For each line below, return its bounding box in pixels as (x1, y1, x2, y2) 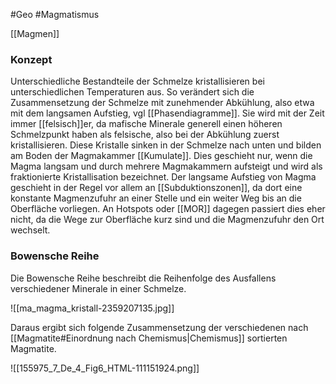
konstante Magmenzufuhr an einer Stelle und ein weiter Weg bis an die (10, 192, 302, 204)
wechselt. (10, 224, 51, 236)
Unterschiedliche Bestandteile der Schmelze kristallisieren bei (10, 75, 265, 88)
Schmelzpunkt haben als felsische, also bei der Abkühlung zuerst (10, 129, 280, 141)
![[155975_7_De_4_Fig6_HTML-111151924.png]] (10, 362, 200, 374)
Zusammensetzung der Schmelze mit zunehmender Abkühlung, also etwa (10, 97, 315, 109)
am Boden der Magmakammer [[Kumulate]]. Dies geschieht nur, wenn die (10, 150, 313, 162)
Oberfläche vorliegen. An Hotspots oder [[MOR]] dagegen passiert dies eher (10, 203, 326, 215)
